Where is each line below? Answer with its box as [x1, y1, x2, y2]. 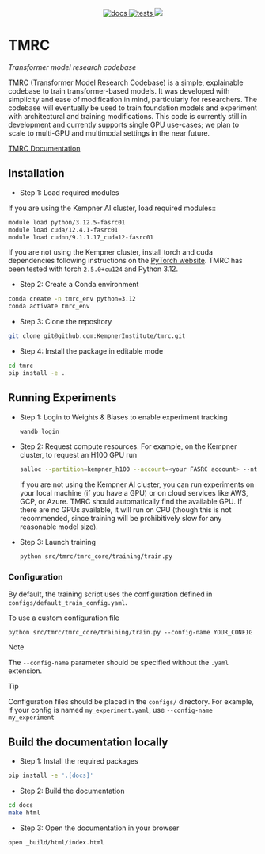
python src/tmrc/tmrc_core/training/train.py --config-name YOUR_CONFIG [8, 629, 253, 637]
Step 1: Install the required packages [19, 756, 138, 766]
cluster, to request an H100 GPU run [19, 450, 138, 460]
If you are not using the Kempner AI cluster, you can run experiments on [19, 480, 255, 489]
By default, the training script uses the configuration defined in [8, 589, 213, 599]
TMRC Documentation [8, 144, 81, 153]
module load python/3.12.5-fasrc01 [8, 218, 126, 226]
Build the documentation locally [8, 735, 168, 749]
